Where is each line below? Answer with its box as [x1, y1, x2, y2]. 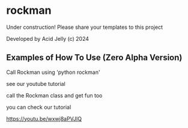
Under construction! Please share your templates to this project [6, 23, 163, 31]
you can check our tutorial [6, 103, 71, 111]
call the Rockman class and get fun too [6, 91, 103, 99]
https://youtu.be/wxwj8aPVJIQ [6, 115, 82, 122]
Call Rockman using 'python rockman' [6, 69, 100, 76]
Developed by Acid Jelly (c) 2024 [6, 35, 89, 42]
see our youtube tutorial [6, 80, 66, 87]
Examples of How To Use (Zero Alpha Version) [6, 52, 183, 63]
